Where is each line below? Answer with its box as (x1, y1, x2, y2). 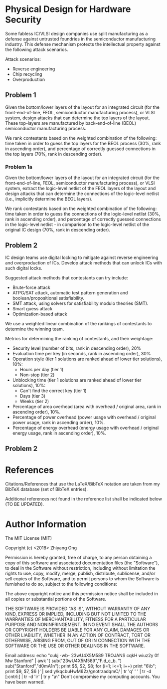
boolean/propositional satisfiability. (12, 295, 85, 301)
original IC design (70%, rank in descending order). (5, 227, 111, 233)
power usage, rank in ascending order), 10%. (12, 419, 105, 425)
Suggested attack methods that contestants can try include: (5, 274, 128, 280)
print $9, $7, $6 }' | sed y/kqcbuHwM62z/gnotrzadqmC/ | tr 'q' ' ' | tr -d (5, 669, 152, 675)
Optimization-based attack (12, 311, 67, 317)
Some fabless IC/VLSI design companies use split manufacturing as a (5, 30, 148, 36)
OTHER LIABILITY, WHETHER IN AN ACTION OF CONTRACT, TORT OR (5, 632, 151, 638)
